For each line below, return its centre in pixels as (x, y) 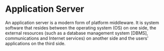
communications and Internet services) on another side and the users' (77, 38)
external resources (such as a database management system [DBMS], (77, 33)
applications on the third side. (35, 43)
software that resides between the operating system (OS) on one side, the (81, 27)
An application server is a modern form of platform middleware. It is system (82, 23)
